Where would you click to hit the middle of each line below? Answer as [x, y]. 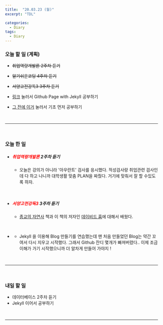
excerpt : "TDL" [20, 14]
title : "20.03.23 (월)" [30, 9]
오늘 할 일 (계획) [23, 54]
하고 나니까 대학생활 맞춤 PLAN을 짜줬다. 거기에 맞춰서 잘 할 [86, 176]
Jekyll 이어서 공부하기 [33, 303]
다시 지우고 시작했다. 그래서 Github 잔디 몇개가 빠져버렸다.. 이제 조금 [93, 242]
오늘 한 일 [15, 144]
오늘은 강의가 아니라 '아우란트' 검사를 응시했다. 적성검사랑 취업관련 [82, 170]
